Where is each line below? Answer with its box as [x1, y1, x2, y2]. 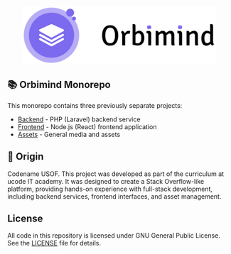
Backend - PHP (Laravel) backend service [17, 115, 141, 123]
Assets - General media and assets [17, 130, 121, 138]
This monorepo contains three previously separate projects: [7, 101, 183, 109]
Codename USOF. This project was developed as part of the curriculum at [7, 170, 225, 178]
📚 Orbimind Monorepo [7, 79, 112, 91]
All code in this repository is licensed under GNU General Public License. [7, 231, 220, 240]
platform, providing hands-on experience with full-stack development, [7, 184, 213, 193]
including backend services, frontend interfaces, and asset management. [7, 192, 222, 201]
